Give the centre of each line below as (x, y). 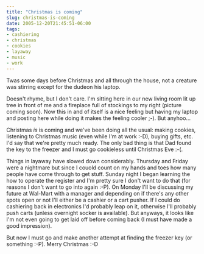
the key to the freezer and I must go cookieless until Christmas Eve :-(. (95, 149)
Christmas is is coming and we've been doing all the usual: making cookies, (101, 130)
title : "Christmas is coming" (45, 12)
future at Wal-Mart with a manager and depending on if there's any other (97, 193)
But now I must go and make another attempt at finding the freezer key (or (100, 238)
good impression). (29, 225)
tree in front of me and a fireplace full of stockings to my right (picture (94, 105)
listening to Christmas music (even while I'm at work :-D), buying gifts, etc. (100, 136)
